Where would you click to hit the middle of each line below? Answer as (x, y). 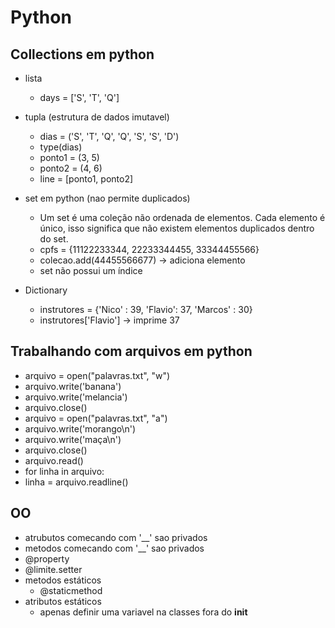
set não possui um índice (91, 270)
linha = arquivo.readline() (76, 482)
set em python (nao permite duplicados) (107, 198)
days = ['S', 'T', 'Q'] (79, 97)
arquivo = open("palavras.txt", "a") (96, 418)
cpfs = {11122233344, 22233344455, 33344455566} (149, 249)
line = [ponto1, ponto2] (86, 179)
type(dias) (61, 147)
